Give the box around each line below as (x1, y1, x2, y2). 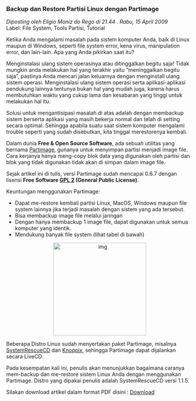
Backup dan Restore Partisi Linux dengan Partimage (6, 5, 159, 13)
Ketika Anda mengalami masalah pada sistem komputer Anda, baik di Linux (6, 36, 190, 43)
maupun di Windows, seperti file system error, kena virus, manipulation (6, 42, 180, 49)
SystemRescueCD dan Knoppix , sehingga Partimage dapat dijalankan (6, 346, 176, 354)
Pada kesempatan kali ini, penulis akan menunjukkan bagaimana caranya (6, 364, 185, 372)
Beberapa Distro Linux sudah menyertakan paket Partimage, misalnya (6, 340, 177, 348)
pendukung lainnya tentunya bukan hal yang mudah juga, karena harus (6, 85, 180, 93)
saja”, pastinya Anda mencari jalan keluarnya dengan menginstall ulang (6, 73, 180, 80)
